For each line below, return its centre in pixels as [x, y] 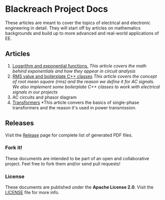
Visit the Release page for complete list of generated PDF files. [69, 135]
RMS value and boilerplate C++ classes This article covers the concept [84, 76]
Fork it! [14, 148]
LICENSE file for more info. [32, 193]
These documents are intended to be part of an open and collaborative [77, 158]
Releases [20, 123]
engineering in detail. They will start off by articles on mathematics [73, 28]
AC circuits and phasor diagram [44, 97]
